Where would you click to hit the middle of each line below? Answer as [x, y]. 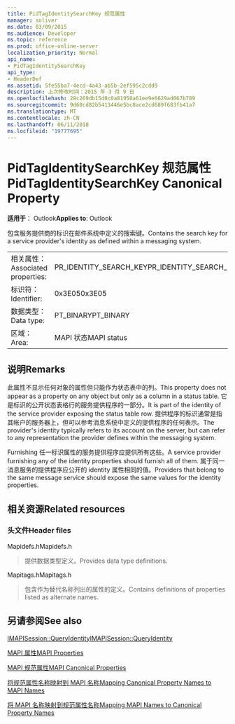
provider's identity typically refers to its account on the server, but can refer [116, 430]
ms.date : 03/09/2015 [37, 27]
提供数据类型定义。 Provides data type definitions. [96, 561]
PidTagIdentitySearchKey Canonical [115, 183]
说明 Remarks [36, 369]
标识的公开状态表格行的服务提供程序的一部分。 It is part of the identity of [117, 405]
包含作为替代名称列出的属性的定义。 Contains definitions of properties [125, 589]
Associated [29, 268]
